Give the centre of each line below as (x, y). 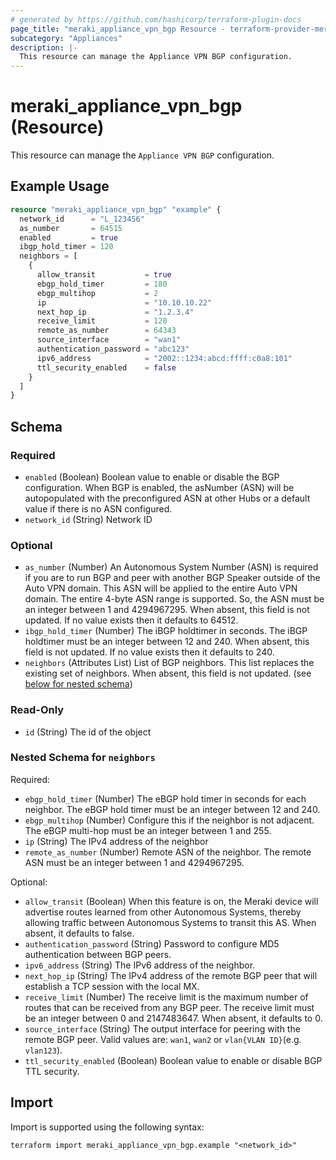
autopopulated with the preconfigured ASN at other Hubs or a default (167, 498)
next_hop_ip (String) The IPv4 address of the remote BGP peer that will (171, 975)
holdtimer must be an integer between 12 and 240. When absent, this (167, 642)
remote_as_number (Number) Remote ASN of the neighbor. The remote (168, 852)
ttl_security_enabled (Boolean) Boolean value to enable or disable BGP (173, 1060)
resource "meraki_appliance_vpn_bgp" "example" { (116, 209)
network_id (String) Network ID (88, 519)
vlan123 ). (43, 1050)
